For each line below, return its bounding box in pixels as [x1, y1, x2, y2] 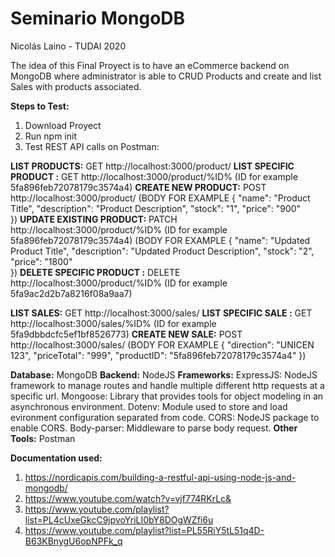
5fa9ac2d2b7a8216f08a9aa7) [10, 287, 133, 299]
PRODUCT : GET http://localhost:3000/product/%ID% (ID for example [10, 170, 298, 182]
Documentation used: [10, 452, 103, 464]
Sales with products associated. [10, 80, 142, 92]
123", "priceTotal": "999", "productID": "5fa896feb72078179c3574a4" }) [10, 349, 307, 361]
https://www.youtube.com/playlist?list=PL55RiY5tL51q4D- [24, 524, 265, 536]
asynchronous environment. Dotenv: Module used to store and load [10, 400, 288, 412]
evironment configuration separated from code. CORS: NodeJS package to [10, 411, 320, 423]
